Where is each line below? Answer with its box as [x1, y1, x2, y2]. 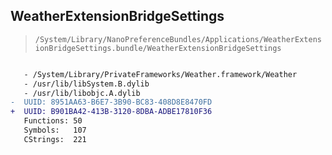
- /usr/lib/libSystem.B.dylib [23, 79, 150, 89]
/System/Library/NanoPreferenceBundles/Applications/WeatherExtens [34, 34, 322, 44]
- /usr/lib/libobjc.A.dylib [23, 88, 141, 98]
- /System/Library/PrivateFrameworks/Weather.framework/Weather [23, 69, 298, 79]
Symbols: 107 [23, 125, 87, 136]
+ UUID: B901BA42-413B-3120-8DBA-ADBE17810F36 [10, 107, 213, 117]
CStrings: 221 [23, 134, 87, 144]
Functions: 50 [23, 116, 83, 126]
